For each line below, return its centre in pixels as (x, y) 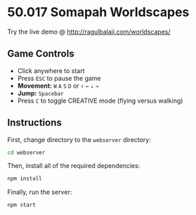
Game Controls (41, 54)
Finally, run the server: (40, 192)
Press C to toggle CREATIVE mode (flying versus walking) (100, 100)
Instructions (34, 123)
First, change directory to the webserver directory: (79, 139)
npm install (25, 179)
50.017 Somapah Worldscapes (98, 12)
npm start (22, 205)
